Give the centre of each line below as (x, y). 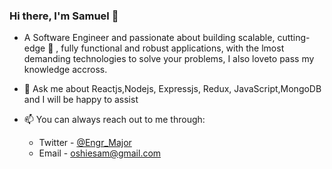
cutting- (294, 38)
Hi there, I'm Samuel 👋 (64, 16)
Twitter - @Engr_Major (85, 143)
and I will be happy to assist (81, 100)
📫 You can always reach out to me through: (114, 120)
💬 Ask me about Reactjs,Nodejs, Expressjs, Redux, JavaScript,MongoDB (172, 89)
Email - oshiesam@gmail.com (100, 153)
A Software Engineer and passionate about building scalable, (149, 38)
